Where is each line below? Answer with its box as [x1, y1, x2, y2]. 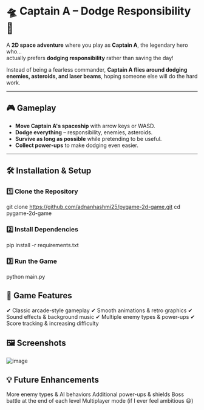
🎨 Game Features [6, 290, 73, 301]
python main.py [6, 273, 46, 281]
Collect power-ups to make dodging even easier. [15, 142, 138, 149]
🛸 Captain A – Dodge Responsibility [6, 4, 191, 18]
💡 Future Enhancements [6, 375, 99, 385]
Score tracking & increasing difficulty [6, 319, 99, 327]
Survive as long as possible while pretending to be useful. [15, 135, 162, 142]
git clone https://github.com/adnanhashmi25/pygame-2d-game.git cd [6, 203, 181, 211]
